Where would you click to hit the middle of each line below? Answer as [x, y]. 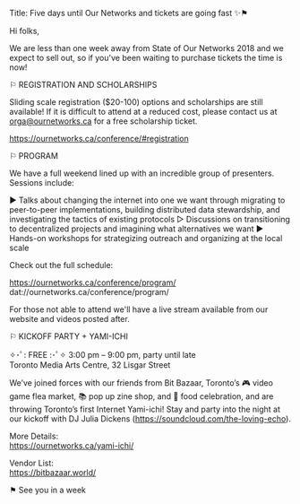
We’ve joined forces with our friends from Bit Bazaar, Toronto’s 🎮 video [141, 383]
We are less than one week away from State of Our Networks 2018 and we [146, 48]
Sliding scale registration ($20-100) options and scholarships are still [136, 102]
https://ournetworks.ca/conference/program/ [93, 282]
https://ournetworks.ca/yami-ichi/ [72, 446]
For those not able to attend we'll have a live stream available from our [139, 309]
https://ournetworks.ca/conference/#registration [99, 139]
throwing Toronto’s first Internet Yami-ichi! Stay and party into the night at [145, 409]
